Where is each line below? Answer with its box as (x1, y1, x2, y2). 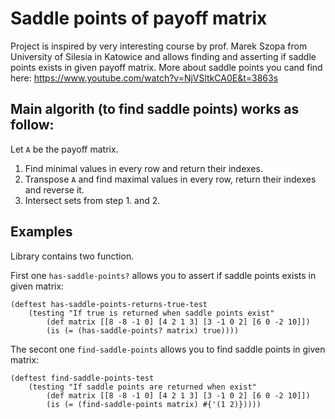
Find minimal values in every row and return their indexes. (24, 162, 263, 174)
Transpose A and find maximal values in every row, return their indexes (24, 173, 317, 185)
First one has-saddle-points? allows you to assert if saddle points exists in (10, 269, 317, 281)
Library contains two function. (10, 250, 135, 262)
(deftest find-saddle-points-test (10, 373, 155, 383)
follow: (10, 117, 55, 134)
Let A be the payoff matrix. (10, 143, 119, 155)
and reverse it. (24, 183, 85, 196)
